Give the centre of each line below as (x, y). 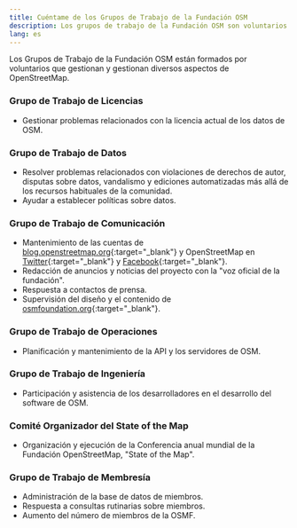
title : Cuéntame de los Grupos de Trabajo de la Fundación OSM (129, 17)
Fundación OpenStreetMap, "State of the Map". (108, 454)
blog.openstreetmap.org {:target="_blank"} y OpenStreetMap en (138, 252)
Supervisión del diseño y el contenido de (96, 299)
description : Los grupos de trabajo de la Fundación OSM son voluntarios (148, 26)
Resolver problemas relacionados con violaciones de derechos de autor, (154, 172)
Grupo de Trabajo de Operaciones (83, 332)
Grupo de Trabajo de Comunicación (87, 223)
